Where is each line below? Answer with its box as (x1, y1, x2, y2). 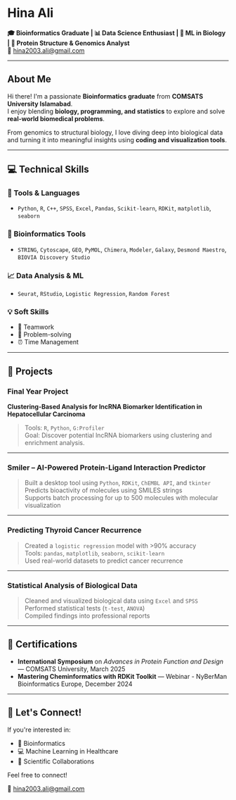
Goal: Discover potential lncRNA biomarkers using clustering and (24, 431, 212, 439)
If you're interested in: (7, 725, 72, 734)
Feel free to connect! (7, 770, 68, 779)
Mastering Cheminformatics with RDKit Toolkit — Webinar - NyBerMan (17, 672, 227, 680)
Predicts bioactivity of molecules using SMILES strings (24, 486, 183, 494)
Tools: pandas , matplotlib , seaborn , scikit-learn (24, 549, 165, 557)
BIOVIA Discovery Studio (17, 254, 91, 261)
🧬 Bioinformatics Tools (7, 229, 86, 239)
